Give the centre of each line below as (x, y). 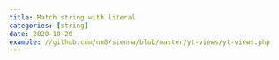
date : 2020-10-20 (41, 34)
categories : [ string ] (49, 26)
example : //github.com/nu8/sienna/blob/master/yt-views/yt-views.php (140, 42)
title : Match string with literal (73, 17)
